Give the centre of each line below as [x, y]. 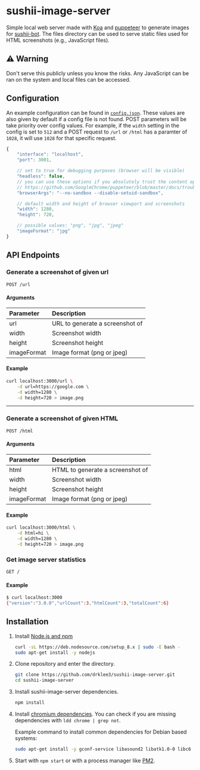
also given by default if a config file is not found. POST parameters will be [96, 119]
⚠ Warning [27, 59]
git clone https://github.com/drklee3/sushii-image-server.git [95, 675]
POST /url [18, 284]
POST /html [20, 431]
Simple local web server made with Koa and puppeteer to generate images [98, 27]
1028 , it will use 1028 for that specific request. [62, 138]
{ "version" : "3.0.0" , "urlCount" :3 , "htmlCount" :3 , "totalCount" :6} [87, 603]
